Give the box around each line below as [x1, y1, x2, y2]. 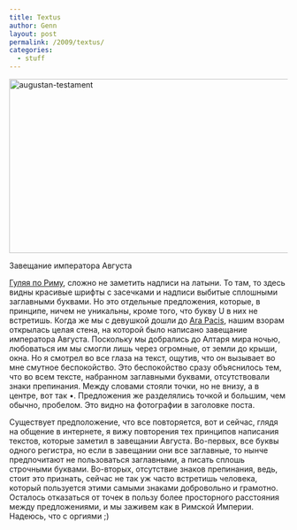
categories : [9, 46, 53, 55]
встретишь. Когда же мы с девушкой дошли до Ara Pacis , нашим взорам [9, 315, 285, 326]
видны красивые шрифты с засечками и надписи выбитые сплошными [9, 287, 278, 297]
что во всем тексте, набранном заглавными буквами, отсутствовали [9, 372, 270, 381]
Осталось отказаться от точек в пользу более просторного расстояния [9, 492, 280, 503]
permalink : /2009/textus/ [9, 37, 104, 47]
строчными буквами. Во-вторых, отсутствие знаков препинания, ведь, [9, 464, 278, 474]
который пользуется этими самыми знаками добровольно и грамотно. [9, 483, 278, 493]
